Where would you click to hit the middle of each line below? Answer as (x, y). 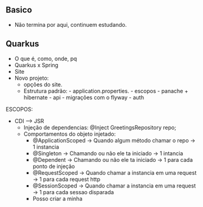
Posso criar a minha (57, 198)
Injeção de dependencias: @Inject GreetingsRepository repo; (100, 127)
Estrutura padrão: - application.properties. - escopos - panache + (106, 91)
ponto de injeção (54, 166)
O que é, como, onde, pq (46, 58)
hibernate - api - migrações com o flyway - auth (84, 97)
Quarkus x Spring (36, 65)
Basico (19, 10)
